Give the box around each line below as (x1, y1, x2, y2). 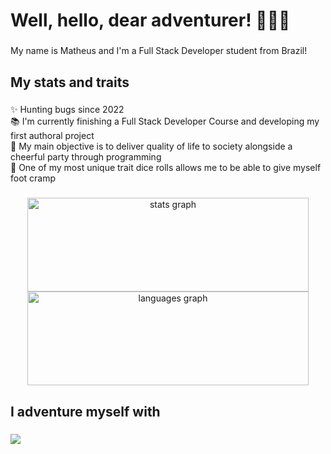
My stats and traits (10, 74, 130, 91)
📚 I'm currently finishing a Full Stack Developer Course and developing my (10, 115, 320, 128)
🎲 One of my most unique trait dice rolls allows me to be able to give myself (10, 162, 322, 174)
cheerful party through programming (10, 151, 162, 163)
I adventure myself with (10, 403, 161, 420)
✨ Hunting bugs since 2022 (10, 104, 125, 116)
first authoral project (10, 130, 95, 142)
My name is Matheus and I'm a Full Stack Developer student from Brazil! (10, 45, 308, 57)
